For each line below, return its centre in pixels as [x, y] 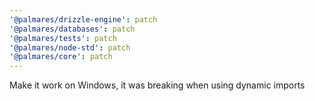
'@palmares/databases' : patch [72, 29]
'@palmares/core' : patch [61, 57]
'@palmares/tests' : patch [63, 38]
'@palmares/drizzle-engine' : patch [83, 19]
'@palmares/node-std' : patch [70, 47]
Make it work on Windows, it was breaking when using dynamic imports [157, 85]
